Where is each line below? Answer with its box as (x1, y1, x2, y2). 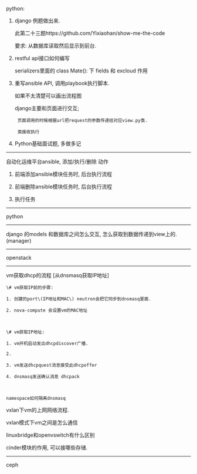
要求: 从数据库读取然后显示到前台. (14, 42, 97, 49)
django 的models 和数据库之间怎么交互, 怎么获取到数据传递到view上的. (6, 231, 177, 237)
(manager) (6, 237, 32, 244)
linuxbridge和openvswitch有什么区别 (6, 432, 95, 438)
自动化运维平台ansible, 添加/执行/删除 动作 (6, 158, 109, 165)
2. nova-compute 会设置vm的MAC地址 (6, 307, 88, 313)
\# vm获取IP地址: (6, 329, 45, 335)
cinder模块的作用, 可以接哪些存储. (6, 444, 88, 451)
